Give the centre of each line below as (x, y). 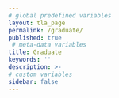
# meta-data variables (49, 45)
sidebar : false (33, 81)
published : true (35, 38)
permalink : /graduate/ (46, 30)
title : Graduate (35, 52)
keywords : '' (30, 60)
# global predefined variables (60, 15)
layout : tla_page (37, 23)
